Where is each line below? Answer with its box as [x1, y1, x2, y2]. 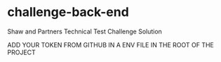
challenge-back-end [7, 4, 130, 20]
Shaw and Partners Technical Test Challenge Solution [7, 27, 163, 36]
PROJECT [7, 48, 36, 56]
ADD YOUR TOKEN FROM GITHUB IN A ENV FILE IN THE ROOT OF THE [7, 40, 214, 49]
